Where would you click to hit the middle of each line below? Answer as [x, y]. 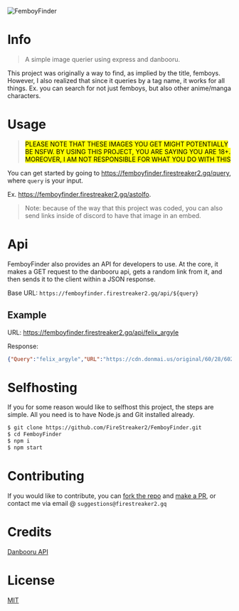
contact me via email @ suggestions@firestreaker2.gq [87, 503]
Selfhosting [42, 388]
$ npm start [25, 448]
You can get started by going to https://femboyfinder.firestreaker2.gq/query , [119, 173]
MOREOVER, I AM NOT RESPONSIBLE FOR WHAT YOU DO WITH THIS [128, 159]
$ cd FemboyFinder [34, 434]
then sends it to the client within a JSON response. [82, 279]
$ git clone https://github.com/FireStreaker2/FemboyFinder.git [105, 428]
